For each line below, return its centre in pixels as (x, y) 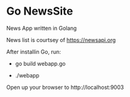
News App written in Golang (42, 28)
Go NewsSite (40, 11)
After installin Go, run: (34, 52)
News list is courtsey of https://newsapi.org (61, 40)
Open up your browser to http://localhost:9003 (65, 87)
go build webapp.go (40, 63)
